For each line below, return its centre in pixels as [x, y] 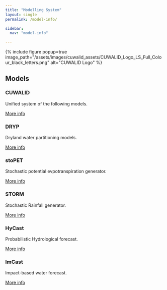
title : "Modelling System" [33, 10]
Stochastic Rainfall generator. [36, 205]
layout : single [21, 15]
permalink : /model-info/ [31, 19]
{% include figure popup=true [36, 52]
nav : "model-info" [29, 33]
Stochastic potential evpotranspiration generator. [56, 171]
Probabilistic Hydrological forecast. [41, 239]
